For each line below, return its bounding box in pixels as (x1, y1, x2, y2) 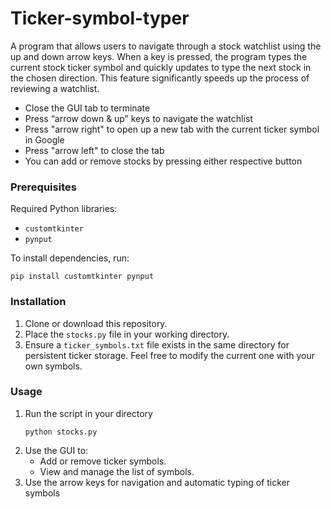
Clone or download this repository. (24, 317, 168, 329)
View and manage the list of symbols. (39, 465, 195, 477)
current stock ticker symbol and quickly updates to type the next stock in (10, 61, 312, 73)
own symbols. (24, 360, 83, 372)
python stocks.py (24, 427, 98, 437)
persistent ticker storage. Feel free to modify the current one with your (24, 349, 316, 361)
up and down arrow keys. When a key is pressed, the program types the (10, 50, 308, 62)
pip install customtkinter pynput (10, 272, 155, 282)
